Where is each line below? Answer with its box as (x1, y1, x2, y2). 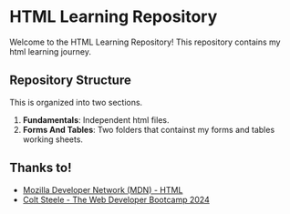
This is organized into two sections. (9, 97, 143, 107)
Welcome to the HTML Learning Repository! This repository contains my (9, 36, 281, 47)
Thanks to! (9, 160, 72, 176)
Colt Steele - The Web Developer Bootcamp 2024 (22, 194, 210, 205)
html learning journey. (9, 46, 91, 56)
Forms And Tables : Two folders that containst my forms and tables (22, 124, 275, 135)
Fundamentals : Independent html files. (22, 114, 170, 125)
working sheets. (22, 134, 84, 145)
